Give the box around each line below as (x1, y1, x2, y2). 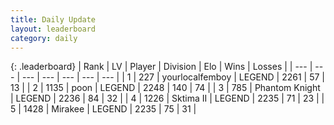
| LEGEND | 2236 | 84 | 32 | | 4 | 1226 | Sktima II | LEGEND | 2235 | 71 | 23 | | (10, 92, 325, 105)
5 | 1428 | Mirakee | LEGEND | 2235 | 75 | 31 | (10, 103, 197, 115)
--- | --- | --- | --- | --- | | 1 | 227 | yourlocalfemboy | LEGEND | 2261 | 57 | (21, 71, 325, 83)
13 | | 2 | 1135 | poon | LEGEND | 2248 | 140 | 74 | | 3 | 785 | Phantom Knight (10, 82, 321, 94)
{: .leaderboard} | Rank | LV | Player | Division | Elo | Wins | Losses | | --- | (10, 61, 313, 73)
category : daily (10, 33, 78, 43)
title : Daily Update (10, 14, 97, 25)
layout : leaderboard (10, 24, 97, 34)
